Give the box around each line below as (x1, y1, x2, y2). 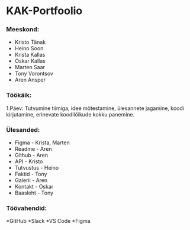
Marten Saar (14, 64, 46, 71)
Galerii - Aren (14, 177, 48, 184)
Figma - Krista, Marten (14, 139, 70, 146)
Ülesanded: (6, 125, 40, 134)
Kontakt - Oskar (14, 183, 54, 190)
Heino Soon (14, 45, 44, 52)
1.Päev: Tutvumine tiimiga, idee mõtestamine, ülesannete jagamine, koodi (6, 105, 185, 112)
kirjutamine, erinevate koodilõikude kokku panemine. (6, 111, 135, 118)
